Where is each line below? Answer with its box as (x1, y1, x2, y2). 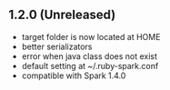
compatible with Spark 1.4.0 (21, 70, 126, 81)
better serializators (21, 41, 93, 52)
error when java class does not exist (21, 50, 158, 62)
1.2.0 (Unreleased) (8, 7, 116, 23)
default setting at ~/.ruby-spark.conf (21, 60, 159, 71)
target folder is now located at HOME (21, 31, 161, 42)
